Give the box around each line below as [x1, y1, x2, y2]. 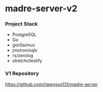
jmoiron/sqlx [12, 47, 38, 53]
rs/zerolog [12, 53, 33, 59]
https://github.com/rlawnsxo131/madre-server [5, 81, 98, 87]
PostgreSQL [12, 31, 37, 37]
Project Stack [5, 21, 38, 28]
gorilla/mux [12, 42, 35, 48]
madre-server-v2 [5, 3, 77, 14]
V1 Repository [5, 70, 39, 77]
